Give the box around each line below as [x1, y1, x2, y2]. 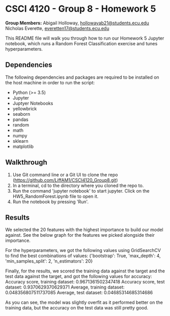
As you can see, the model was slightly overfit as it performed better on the [5, 299, 163, 305]
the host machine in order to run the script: [5, 79, 95, 85]
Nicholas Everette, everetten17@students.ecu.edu [5, 25, 110, 31]
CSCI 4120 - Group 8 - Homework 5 [5, 3, 156, 15]
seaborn [12, 111, 30, 117]
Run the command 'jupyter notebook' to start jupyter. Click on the [12, 187, 150, 194]
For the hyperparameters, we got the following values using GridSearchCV [5, 247, 161, 254]
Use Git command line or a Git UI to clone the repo [12, 171, 118, 178]
